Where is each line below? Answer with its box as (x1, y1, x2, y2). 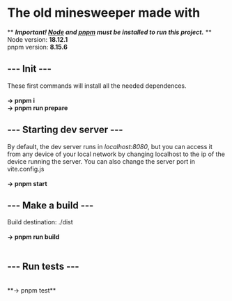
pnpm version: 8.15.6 (7, 43, 68, 51)
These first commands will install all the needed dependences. (7, 82, 187, 90)
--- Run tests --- (7, 260, 79, 272)
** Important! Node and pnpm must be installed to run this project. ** (7, 28, 212, 36)
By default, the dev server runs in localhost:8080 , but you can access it (7, 142, 212, 150)
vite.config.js (7, 164, 45, 173)
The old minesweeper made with (7, 5, 201, 21)
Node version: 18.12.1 (7, 35, 68, 43)
